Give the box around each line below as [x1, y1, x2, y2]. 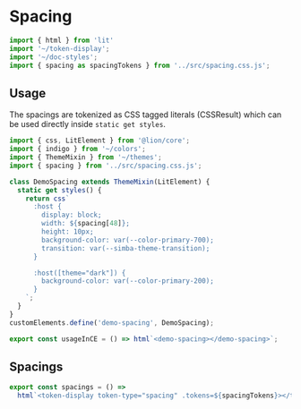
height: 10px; [41, 227, 94, 236]
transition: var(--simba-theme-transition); [41, 243, 211, 252]
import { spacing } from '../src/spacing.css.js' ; [9, 161, 202, 170]
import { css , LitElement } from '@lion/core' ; [9, 136, 191, 145]
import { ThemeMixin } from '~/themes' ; [9, 153, 163, 162]
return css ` [25, 194, 70, 203]
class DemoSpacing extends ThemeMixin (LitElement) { [9, 177, 211, 186]
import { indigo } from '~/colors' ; [9, 145, 146, 154]
